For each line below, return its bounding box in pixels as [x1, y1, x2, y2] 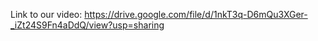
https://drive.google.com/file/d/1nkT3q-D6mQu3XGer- [84, 9, 308, 20]
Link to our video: [10, 9, 83, 20]
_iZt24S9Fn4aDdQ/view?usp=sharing [10, 19, 165, 31]
